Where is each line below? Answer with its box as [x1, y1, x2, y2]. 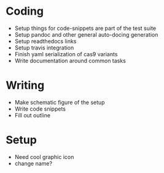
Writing [6, 78, 45, 92]
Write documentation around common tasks [14, 57, 127, 64]
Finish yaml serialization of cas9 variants [14, 50, 118, 57]
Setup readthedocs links [14, 37, 77, 45]
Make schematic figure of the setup [14, 98, 105, 106]
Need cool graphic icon [14, 153, 74, 160]
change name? [14, 160, 53, 167]
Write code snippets [14, 105, 66, 112]
